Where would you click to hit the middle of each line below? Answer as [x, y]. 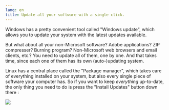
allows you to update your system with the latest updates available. [76, 35]
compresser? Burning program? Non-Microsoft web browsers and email [81, 50]
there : [12, 92]
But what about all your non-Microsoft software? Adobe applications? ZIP [83, 44]
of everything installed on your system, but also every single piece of [78, 76]
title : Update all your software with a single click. [65, 15]
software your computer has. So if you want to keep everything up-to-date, [84, 81]
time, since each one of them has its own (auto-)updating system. [75, 61]
